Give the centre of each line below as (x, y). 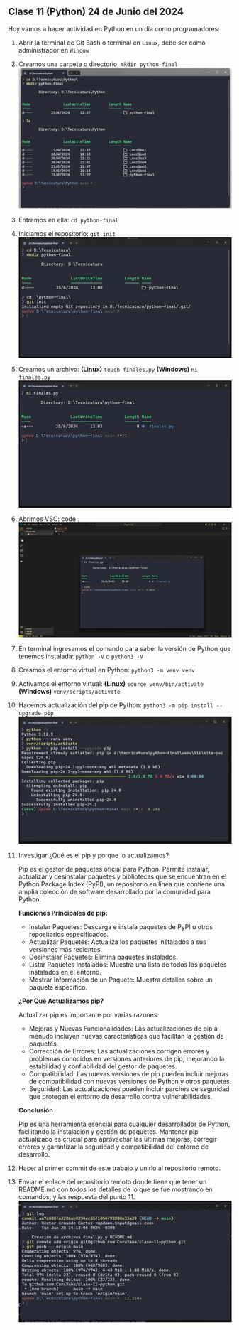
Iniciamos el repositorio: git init (67, 233)
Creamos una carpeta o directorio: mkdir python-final (98, 64)
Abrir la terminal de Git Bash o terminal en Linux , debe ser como (112, 43)
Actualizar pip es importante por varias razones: (88, 1014)
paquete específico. (58, 987)
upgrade (29, 713)
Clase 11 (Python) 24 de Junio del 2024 (96, 12)
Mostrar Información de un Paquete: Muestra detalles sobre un (121, 980)
